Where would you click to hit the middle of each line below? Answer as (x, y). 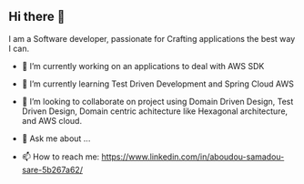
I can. (19, 48)
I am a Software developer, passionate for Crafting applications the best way (152, 38)
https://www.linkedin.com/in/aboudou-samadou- (193, 157)
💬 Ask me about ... (56, 138)
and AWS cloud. (52, 120)
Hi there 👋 (37, 17)
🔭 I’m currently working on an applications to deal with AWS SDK (143, 66)
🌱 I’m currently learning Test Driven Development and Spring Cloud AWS (158, 84)
